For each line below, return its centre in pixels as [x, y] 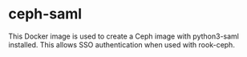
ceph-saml [45, 14]
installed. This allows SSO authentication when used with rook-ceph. [121, 44]
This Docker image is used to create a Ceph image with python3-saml [123, 36]
